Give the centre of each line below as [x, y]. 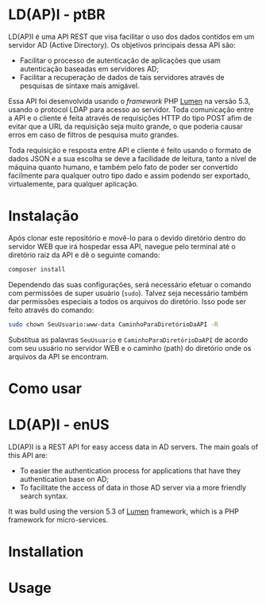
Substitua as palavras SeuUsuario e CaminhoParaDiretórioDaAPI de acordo [128, 340]
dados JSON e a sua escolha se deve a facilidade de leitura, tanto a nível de [132, 158]
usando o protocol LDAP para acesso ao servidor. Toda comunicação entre [131, 110]
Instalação [44, 216]
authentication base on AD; [64, 479]
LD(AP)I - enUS [59, 425]
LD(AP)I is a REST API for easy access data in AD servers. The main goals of [133, 447]
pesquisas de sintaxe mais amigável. [80, 86]
